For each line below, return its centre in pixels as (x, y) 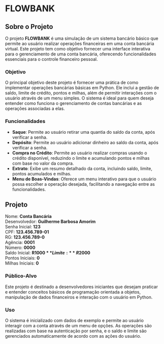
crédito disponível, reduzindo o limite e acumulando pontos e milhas (81, 158)
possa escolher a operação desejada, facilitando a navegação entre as (83, 184)
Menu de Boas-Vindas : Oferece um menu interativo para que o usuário (84, 179)
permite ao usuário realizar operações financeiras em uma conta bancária (80, 44)
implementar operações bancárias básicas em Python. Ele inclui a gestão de (82, 88)
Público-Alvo (21, 276)
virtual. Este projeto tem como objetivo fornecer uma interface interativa (78, 49)
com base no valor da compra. (43, 163)
